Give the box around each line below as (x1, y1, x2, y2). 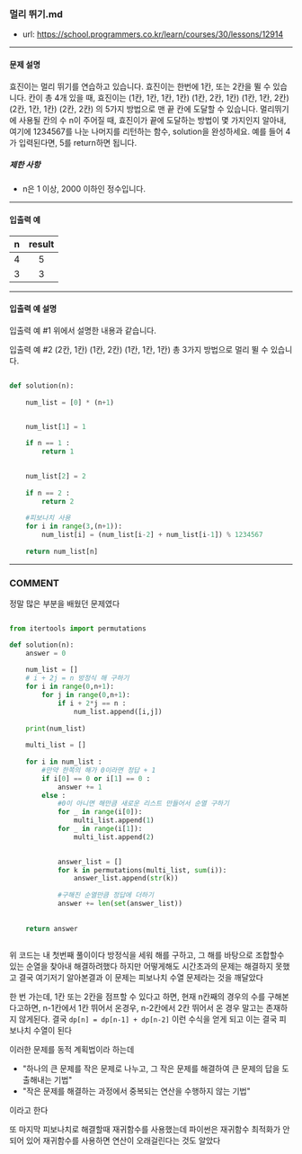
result (28, 237, 55, 250)
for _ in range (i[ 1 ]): (57, 825, 143, 834)
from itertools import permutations (9, 623, 147, 633)
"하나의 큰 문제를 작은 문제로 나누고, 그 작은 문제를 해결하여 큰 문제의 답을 (22, 1063, 280, 1074)
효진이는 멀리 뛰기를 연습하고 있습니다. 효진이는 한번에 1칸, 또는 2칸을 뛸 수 (9, 81, 271, 92)
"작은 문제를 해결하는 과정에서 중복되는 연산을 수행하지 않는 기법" (22, 1086, 251, 1096)
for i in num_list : (25, 757, 102, 766)
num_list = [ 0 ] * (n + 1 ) (25, 398, 115, 407)
